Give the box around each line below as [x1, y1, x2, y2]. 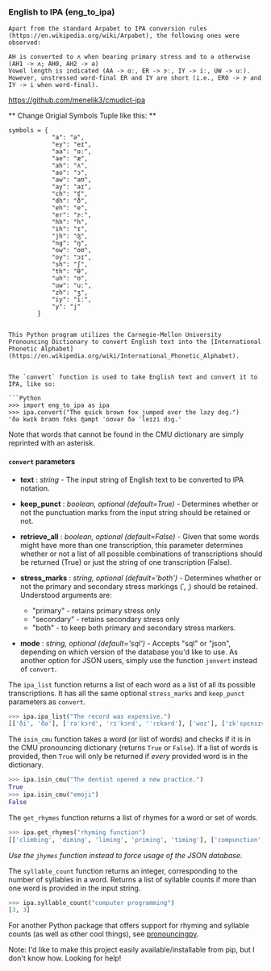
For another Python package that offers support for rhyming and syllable [8, 921, 250, 931]
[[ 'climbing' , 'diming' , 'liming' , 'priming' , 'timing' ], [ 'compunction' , [8, 836, 265, 844]
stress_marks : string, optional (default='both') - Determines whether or [19, 573, 262, 583]
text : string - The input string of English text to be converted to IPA [19, 475, 244, 484]
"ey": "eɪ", [51, 140, 92, 149]
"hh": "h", [51, 218, 89, 226]
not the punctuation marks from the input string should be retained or [19, 507, 251, 517]
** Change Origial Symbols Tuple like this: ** [8, 111, 156, 121]
